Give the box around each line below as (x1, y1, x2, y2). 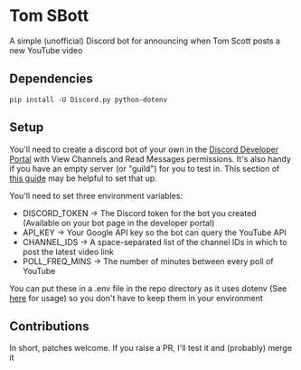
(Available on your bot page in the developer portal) (22, 217, 215, 228)
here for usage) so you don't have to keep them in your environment (9, 292, 264, 303)
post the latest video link (22, 246, 115, 257)
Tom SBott (9, 5, 89, 26)
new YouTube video (9, 44, 83, 55)
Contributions (9, 318, 89, 334)
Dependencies (9, 71, 93, 87)
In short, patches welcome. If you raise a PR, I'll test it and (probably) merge (9, 343, 292, 354)
